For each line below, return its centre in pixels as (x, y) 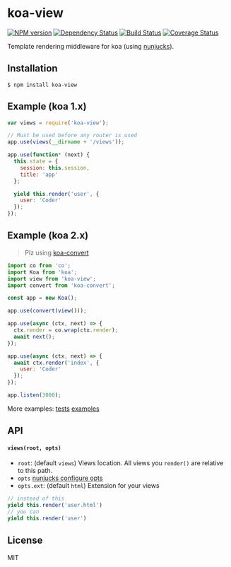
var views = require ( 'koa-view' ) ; (58, 123)
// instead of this (36, 499)
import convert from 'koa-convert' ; (61, 285)
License (25, 540)
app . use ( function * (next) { (49, 155)
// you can (23, 512)
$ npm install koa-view (42, 85)
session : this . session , (55, 168)
